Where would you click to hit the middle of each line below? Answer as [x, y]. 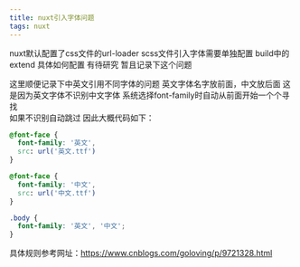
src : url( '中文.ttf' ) [57, 193]
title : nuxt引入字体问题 [52, 18]
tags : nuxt [30, 26]
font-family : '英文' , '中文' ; [72, 226]
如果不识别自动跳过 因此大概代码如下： [82, 118]
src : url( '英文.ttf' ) [57, 152]
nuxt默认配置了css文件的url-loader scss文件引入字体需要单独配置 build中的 [150, 53]
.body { [24, 218]
